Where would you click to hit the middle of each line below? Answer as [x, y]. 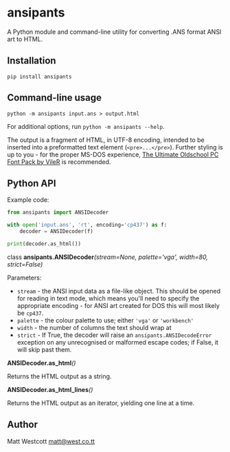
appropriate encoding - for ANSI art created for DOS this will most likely [118, 305]
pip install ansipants [39, 76]
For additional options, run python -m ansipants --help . [86, 126]
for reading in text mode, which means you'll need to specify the [108, 298]
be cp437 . [30, 313]
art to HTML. [25, 39]
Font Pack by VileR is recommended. [59, 162]
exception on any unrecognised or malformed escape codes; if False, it [117, 342]
